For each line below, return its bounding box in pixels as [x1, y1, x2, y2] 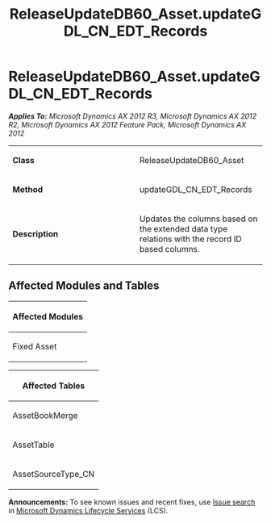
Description [12, 228, 59, 239]
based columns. [140, 243, 200, 254]
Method [12, 183, 44, 195]
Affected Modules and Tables [8, 279, 160, 293]
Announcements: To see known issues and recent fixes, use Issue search [8, 497, 256, 507]
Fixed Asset [12, 341, 57, 352]
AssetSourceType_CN [12, 468, 95, 479]
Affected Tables [22, 380, 85, 391]
